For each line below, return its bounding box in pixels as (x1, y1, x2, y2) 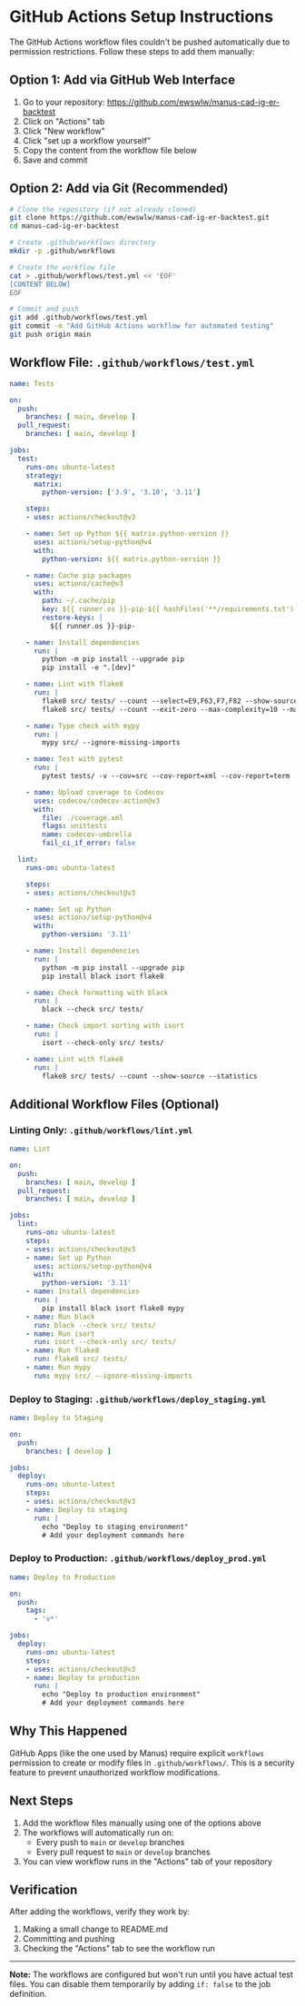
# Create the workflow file (9, 262, 116, 272)
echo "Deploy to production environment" (42, 1690, 202, 1699)
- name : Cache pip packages (25, 570, 132, 580)
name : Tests (9, 379, 54, 388)
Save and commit (22, 154, 88, 165)
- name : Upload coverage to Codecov (25, 787, 165, 796)
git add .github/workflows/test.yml (9, 313, 148, 322)
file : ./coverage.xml (42, 813, 124, 823)
